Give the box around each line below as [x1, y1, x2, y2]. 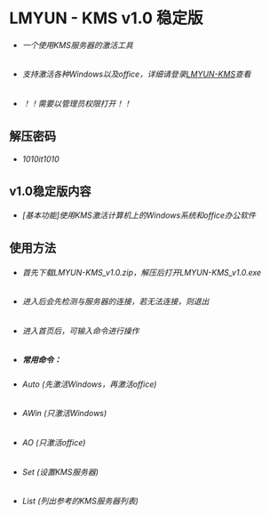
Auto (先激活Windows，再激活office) [21, 379, 157, 390]
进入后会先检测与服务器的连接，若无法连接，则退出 [21, 296, 210, 307]
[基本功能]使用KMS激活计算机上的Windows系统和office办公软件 [21, 210, 256, 221]
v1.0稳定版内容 [9, 183, 91, 198]
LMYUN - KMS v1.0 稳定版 [9, 8, 203, 28]
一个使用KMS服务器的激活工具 [21, 39, 133, 50]
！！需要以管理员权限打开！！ [21, 99, 131, 108]
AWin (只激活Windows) [21, 408, 107, 419]
